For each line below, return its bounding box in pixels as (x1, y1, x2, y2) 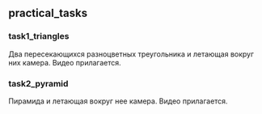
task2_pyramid (8, 78, 69, 89)
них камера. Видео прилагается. (8, 57, 121, 67)
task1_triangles (8, 31, 70, 42)
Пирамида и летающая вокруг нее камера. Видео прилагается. (8, 96, 228, 106)
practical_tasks (8, 6, 87, 20)
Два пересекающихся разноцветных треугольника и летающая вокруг (8, 49, 255, 59)
